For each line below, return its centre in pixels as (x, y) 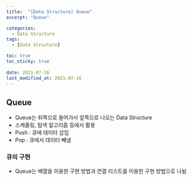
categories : (21, 28)
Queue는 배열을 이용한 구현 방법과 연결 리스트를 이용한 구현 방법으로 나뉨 (101, 171)
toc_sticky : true (28, 61)
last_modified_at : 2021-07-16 (44, 78)
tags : (13, 40)
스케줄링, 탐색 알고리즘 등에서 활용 (55, 125)
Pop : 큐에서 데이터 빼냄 (43, 140)
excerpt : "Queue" (28, 17)
